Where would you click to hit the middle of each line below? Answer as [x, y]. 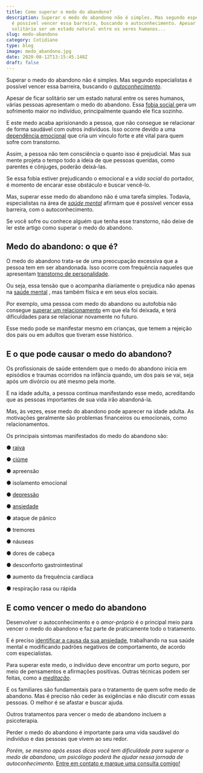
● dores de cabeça [31, 553]
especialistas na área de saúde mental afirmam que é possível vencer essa [100, 203]
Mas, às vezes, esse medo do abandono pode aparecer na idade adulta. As [100, 411]
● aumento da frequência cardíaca [50, 577]
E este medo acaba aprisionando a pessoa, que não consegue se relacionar [101, 122]
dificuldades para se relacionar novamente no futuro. [72, 317]
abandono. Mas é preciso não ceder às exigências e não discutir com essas [101, 696]
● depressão [23, 495]
